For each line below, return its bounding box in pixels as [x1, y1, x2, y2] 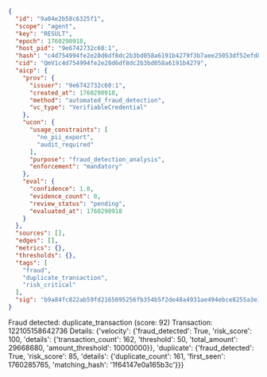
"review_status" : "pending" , [29, 200, 126, 208]
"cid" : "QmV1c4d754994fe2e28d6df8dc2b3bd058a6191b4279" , [15, 60, 208, 68]
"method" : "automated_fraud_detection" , [29, 96, 165, 104]
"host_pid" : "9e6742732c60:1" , [15, 45, 119, 52]
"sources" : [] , [15, 229, 66, 238]
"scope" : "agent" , [15, 22, 77, 30]
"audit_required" [37, 140, 94, 149]
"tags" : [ [15, 258, 48, 266]
